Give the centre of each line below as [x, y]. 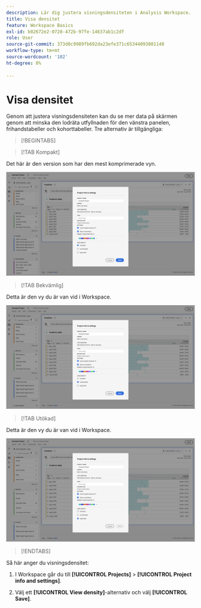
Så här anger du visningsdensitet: [48, 563]
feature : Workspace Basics [40, 25]
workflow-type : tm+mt [33, 51]
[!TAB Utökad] [38, 418]
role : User [20, 38]
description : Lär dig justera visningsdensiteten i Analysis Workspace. [99, 13]
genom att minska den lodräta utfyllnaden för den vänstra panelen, [88, 123]
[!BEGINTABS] [38, 141]
